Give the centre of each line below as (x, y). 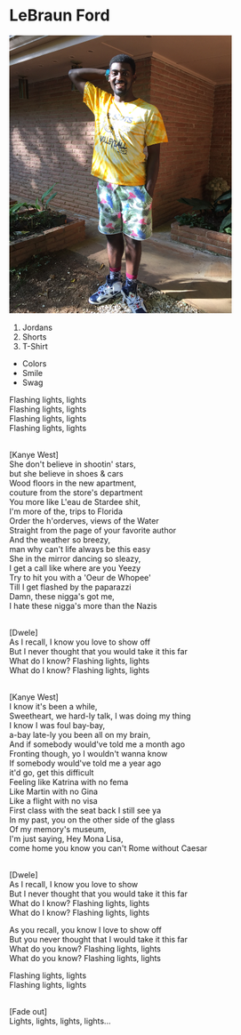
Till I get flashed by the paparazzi (70, 587)
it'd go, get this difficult (52, 772)
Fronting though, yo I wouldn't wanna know (88, 753)
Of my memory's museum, (58, 829)
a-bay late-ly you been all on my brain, (80, 734)
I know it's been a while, (53, 706)
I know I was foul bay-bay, (57, 725)
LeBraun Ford (60, 16)
